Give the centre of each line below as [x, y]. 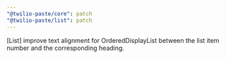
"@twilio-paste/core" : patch [49, 14]
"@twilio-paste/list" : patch [49, 20]
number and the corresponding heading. [66, 48]
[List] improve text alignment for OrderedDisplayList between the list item [113, 40]
